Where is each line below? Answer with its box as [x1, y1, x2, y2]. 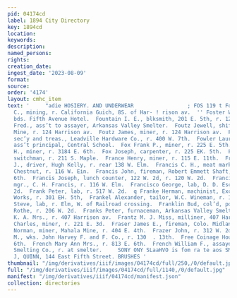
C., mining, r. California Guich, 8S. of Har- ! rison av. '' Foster [13, 109, 226, 116]
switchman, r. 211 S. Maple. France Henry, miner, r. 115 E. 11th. [13, 155, 219, 162]
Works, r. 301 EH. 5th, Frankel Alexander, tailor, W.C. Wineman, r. [13, 194, 226, 201]
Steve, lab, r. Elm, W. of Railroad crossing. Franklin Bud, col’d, [13, 201, 222, 208]
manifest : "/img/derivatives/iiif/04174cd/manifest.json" [7, 273, 181, 280]
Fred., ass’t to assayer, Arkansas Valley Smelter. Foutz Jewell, [13, 121, 217, 129]
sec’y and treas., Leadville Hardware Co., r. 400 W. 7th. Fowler [13, 135, 217, 142]
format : [7, 76, 30, 83]
